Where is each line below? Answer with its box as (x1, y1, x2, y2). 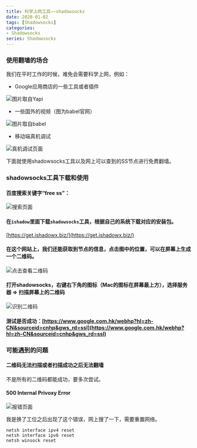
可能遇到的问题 (6, 346, 49, 354)
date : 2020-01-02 (6, 14, 49, 20)
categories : (6, 25, 35, 31)
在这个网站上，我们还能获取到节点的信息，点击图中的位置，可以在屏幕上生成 (6, 245, 191, 252)
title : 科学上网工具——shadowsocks (6, 8, 85, 15)
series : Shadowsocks (6, 36, 57, 42)
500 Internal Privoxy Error (6, 389, 71, 396)
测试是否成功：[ (6, 317, 45, 324)
